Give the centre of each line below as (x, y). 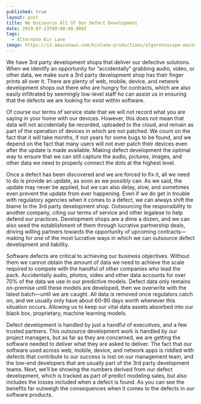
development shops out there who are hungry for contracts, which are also (98, 87)
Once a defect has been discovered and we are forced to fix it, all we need (98, 174)
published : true (26, 12)
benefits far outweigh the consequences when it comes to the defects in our (100, 388)
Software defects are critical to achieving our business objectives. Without (98, 256)
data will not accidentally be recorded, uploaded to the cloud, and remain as (100, 124)
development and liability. (38, 244)
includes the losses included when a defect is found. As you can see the (95, 382)
